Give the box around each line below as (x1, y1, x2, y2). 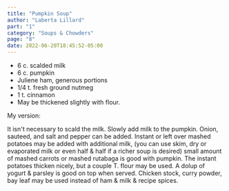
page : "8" (7, 36, 36, 43)
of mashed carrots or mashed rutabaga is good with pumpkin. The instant (7, 154, 217, 163)
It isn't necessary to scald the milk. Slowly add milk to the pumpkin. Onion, (7, 125, 219, 133)
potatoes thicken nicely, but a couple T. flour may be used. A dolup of (7, 162, 206, 170)
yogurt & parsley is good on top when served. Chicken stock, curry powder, (7, 169, 222, 177)
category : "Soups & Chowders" (7, 29, 94, 37)
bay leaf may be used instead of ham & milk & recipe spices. (7, 176, 179, 184)
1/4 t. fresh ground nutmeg (17, 84, 94, 91)
